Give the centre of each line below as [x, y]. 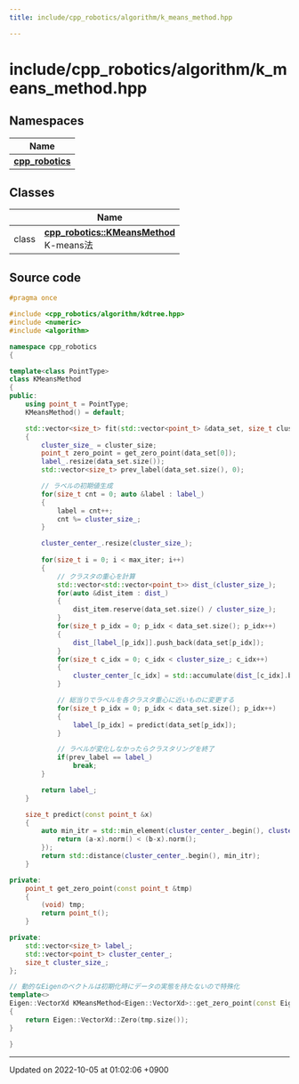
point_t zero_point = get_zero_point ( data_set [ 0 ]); [139, 453]
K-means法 [69, 246]
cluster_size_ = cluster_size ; [99, 445]
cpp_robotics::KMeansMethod [110, 232]
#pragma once [33, 298]
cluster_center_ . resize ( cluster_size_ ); [117, 544]
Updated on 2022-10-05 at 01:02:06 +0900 [89, 1070]
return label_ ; [69, 790]
